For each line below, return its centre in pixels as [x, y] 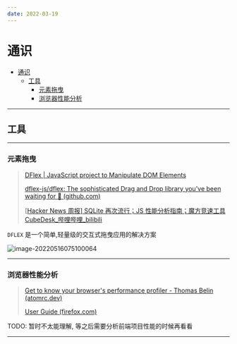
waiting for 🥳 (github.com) [62, 196]
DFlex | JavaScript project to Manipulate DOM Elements [105, 175]
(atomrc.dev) [43, 297]
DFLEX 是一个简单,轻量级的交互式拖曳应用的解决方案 [82, 234]
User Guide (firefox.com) [61, 312]
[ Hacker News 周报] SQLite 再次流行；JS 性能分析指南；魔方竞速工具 [125, 210]
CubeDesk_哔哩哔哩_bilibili [63, 219]
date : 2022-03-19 [33, 14]
